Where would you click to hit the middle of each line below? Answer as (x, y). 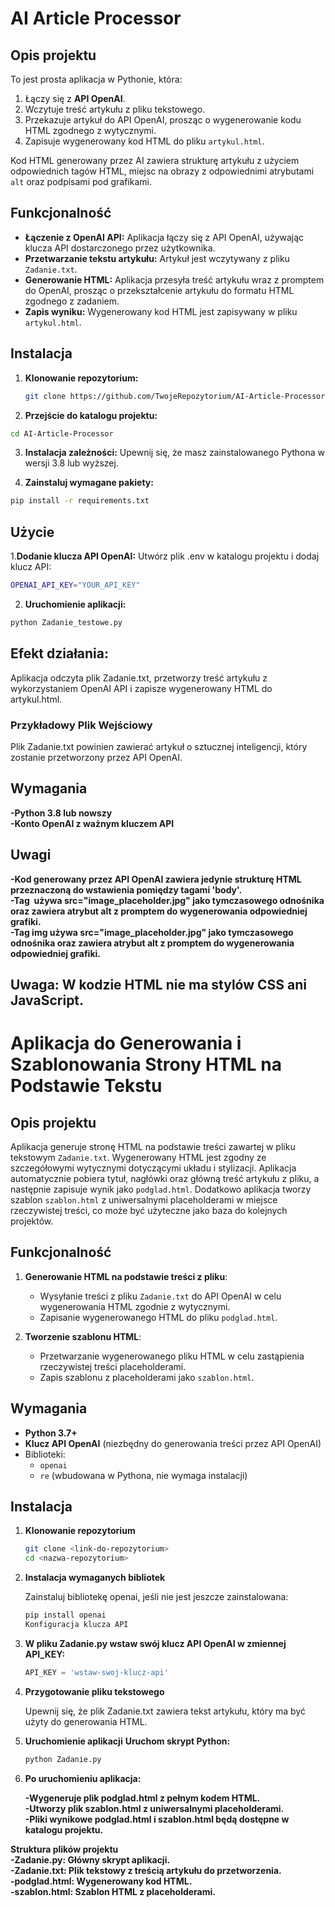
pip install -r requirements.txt (80, 501)
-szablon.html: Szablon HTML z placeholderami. (113, 1891)
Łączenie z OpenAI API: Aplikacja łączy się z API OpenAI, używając (164, 237)
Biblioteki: (45, 1454)
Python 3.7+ (51, 1433)
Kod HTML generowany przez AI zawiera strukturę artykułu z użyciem (155, 160)
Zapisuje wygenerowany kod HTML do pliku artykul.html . (144, 141)
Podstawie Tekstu (86, 1086)
